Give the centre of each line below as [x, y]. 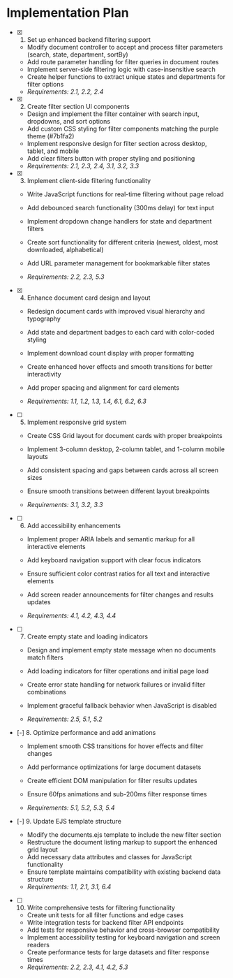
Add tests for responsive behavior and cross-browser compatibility [123, 930]
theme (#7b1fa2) [51, 136]
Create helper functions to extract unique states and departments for [126, 76]
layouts [37, 456]
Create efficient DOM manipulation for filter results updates [112, 780]
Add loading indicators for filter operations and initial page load [118, 671]
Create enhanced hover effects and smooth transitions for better [120, 366]
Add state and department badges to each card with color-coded [121, 332]
